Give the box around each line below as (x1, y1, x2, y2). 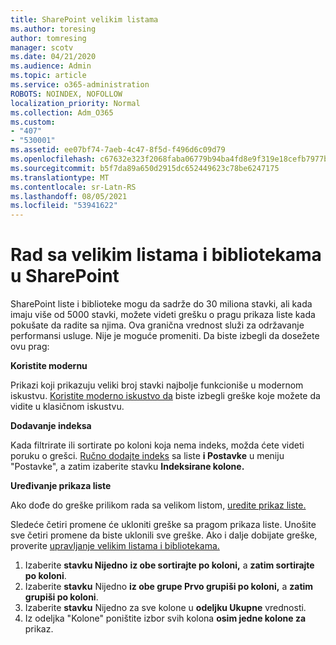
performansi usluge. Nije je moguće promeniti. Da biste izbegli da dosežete (10, 330, 320, 342)
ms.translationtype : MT (10, 172, 110, 183)
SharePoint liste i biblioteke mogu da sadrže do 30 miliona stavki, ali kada (10, 298, 313, 310)
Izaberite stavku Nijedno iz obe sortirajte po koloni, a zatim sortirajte (24, 559, 315, 571)
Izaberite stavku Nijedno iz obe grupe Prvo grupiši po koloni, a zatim (24, 581, 314, 593)
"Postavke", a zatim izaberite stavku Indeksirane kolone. (10, 461, 245, 473)
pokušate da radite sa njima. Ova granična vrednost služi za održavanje (10, 319, 305, 331)
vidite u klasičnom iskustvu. (10, 401, 125, 413)
